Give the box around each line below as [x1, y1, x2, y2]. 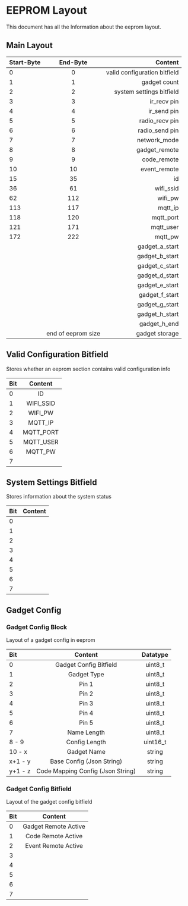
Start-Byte [9, 58, 41, 66]
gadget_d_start [137, 271, 179, 280]
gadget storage [136, 329, 179, 337]
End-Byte [59, 58, 88, 66]
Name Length [67, 728, 106, 736]
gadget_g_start [137, 300, 179, 308]
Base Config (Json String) [50, 757, 123, 766]
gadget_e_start [137, 281, 179, 289]
